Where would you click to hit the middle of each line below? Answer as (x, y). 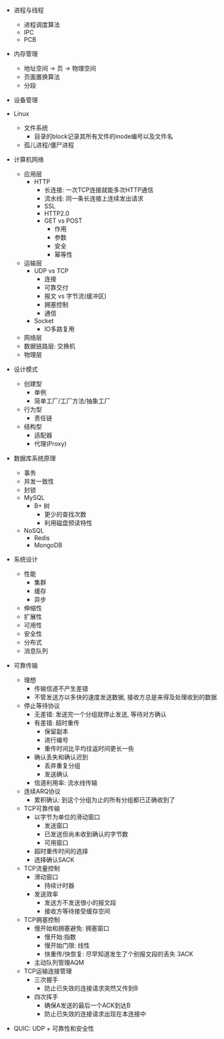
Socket (44, 321)
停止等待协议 (42, 705)
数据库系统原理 (34, 458)
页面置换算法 (42, 77)
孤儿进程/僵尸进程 (49, 145)
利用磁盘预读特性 (68, 523)
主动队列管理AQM (59, 962)
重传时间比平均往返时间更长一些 (89, 748)
